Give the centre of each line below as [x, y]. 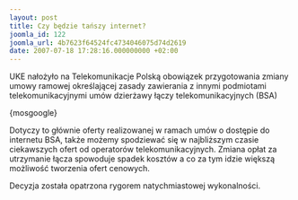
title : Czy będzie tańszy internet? [78, 26]
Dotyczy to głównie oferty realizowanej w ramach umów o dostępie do [140, 130]
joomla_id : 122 [38, 34]
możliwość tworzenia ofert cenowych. [79, 169]
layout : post [34, 17]
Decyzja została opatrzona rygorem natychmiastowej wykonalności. [135, 186]
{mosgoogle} [34, 113]
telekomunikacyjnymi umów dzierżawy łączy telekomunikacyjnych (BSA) [144, 96]
